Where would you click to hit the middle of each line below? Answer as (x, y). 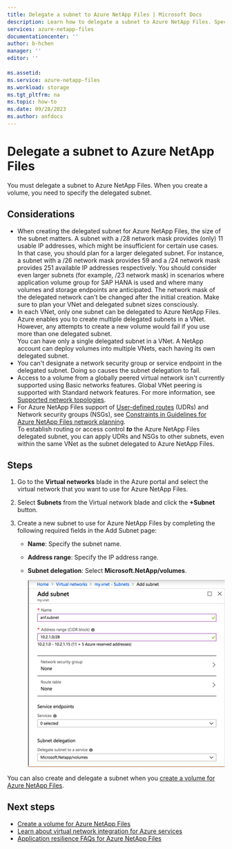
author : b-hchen (30, 44)
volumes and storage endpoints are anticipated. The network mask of (116, 289)
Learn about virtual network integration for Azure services (100, 831)
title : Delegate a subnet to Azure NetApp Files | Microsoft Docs (105, 14)
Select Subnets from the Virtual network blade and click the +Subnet (116, 502)
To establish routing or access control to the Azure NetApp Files (108, 429)
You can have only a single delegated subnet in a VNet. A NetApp (110, 341)
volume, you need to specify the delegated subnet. (79, 193)
